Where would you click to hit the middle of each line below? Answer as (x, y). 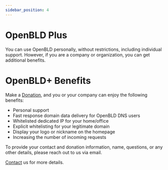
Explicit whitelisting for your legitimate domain (61, 126)
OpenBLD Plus (36, 35)
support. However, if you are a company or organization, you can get (78, 54)
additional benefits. (26, 60)
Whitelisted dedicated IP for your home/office (61, 121)
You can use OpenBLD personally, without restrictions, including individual (83, 49)
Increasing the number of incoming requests (59, 137)
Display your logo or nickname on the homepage (64, 132)
